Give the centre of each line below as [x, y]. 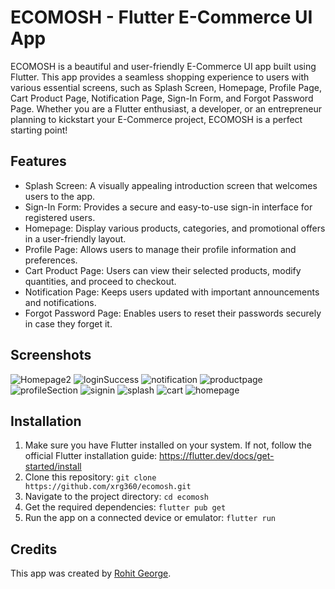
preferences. [51, 260]
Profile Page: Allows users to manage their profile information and [160, 249]
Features [38, 161]
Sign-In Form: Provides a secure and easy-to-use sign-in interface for [168, 207]
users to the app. [59, 196]
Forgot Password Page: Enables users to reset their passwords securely [173, 313]
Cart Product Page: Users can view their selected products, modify [163, 270]
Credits [34, 549]
